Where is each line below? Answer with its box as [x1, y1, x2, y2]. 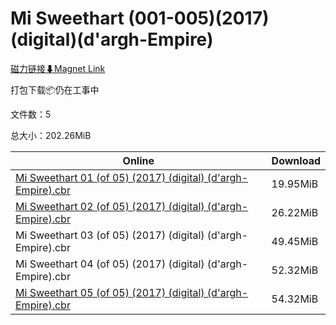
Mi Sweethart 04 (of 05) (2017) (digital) [15, 257, 205, 271]
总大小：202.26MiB [10, 129, 92, 141]
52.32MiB [271, 263, 319, 277]
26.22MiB [271, 205, 319, 219]
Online [122, 153, 155, 167]
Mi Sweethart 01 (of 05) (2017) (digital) [15, 170, 205, 184]
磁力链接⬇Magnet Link [10, 62, 106, 74]
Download [271, 153, 321, 167]
